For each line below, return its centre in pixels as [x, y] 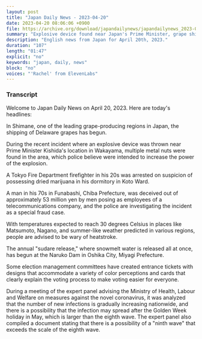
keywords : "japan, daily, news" [47, 62]
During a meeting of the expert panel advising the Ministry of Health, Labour [101, 291]
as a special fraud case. [36, 212]
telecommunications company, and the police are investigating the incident [99, 206]
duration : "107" [26, 46]
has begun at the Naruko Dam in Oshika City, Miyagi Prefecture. [85, 255]
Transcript [22, 95]
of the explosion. [27, 163]
